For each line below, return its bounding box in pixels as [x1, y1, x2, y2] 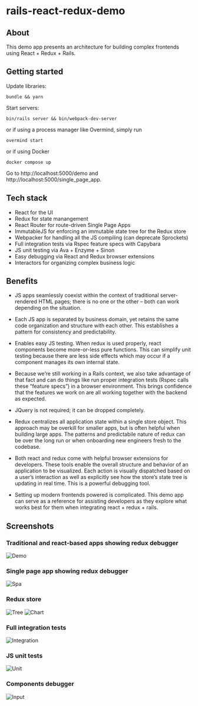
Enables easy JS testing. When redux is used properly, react [14, 340, 161, 347]
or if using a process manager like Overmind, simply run [6, 126, 143, 133]
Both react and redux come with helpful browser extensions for [14, 455, 169, 462]
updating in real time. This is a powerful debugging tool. [14, 480, 150, 487]
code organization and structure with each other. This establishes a [14, 322, 179, 329]
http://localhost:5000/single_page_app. [6, 176, 102, 183]
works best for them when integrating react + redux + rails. [14, 504, 159, 511]
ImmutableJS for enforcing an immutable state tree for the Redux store [14, 228, 187, 235]
